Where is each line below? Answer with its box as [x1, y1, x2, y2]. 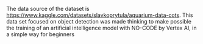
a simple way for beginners [6, 31, 75, 38]
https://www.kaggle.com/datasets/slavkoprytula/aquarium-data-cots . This [6, 11, 193, 19]
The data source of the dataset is [6, 5, 90, 12]
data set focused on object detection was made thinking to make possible [6, 18, 192, 25]
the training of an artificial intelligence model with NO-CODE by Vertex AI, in [6, 24, 197, 31]
